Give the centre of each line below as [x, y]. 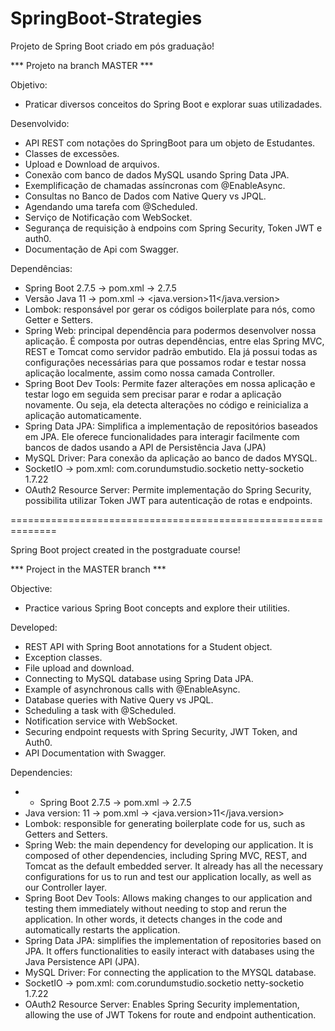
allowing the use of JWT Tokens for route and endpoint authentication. [170, 1014]
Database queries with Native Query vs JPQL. [119, 699]
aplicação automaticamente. [83, 415]
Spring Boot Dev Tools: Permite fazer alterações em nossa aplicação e [170, 383]
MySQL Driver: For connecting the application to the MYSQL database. [170, 972]
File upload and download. [79, 668]
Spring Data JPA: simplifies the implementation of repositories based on [173, 940]
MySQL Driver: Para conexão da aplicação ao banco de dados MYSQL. [171, 458]
